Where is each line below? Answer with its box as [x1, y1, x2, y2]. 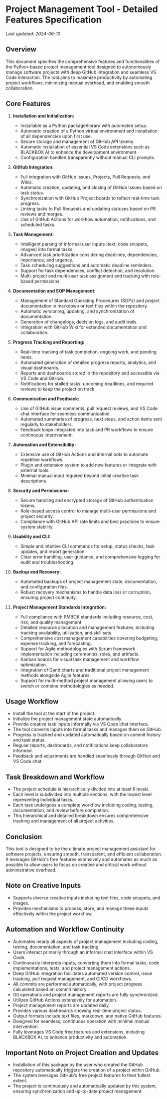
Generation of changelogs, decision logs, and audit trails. [20, 318, 138, 324]
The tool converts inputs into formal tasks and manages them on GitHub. [12, 726, 163, 732]
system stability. [20, 523, 54, 529]
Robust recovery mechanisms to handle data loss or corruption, [20, 589, 152, 595]
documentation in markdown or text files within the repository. [20, 302, 149, 308]
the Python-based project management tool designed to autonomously [5, 63, 152, 69]
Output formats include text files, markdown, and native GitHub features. [12, 1012, 163, 1018]
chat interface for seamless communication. [20, 410, 111, 416]
